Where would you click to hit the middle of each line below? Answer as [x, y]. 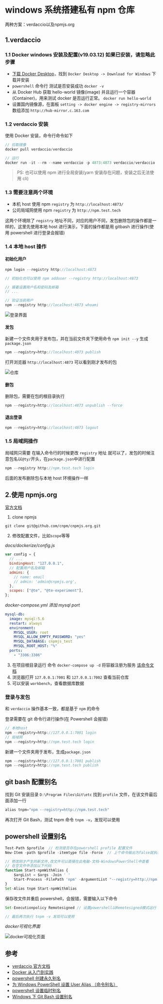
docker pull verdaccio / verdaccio [39, 149]
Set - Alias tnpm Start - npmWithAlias [41, 889]
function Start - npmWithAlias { [37, 871]
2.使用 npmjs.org [31, 495]
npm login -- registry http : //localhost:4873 [51, 269]
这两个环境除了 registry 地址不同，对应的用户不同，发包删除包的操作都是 [79, 220]
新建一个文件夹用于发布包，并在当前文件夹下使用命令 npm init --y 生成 [77, 339]
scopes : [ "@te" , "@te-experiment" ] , [46, 591]
